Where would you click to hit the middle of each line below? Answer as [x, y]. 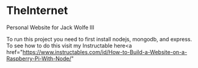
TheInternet [37, 11]
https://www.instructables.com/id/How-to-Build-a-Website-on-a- [105, 52]
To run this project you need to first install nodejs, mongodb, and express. [99, 39]
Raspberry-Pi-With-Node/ [39, 58]
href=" [15, 52]
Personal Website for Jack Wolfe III [50, 27]
